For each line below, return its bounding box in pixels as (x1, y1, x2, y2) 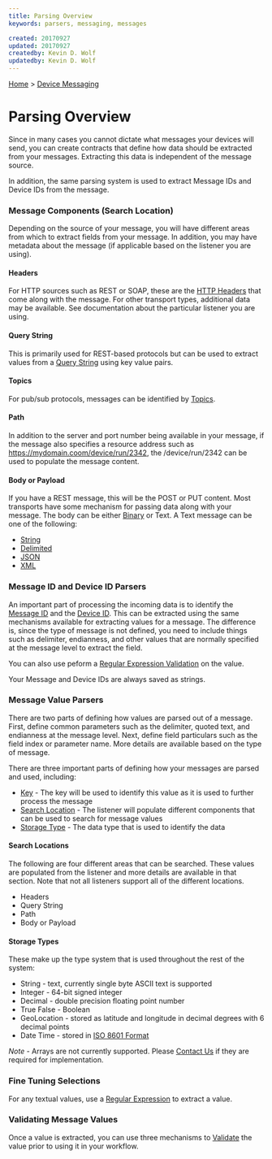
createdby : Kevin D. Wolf (8, 50, 96, 58)
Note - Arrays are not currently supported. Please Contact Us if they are (8, 1046, 249, 1057)
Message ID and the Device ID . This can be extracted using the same (8, 608, 240, 618)
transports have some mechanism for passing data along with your (8, 501, 232, 512)
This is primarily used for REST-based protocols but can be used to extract (8, 349, 258, 358)
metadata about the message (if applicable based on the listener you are (8, 241, 252, 250)
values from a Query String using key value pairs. (8, 357, 174, 367)
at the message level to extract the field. (8, 643, 143, 653)
